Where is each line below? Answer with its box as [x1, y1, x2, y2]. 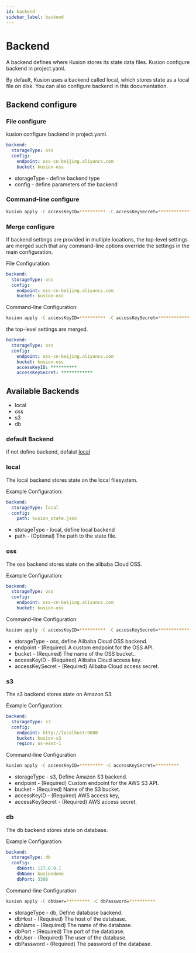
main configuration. [6, 248, 53, 256]
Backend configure [6, 99, 77, 109]
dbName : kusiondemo [16, 871, 64, 877]
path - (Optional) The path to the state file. [14, 532, 117, 539]
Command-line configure [6, 195, 80, 203]
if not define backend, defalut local [6, 448, 91, 455]
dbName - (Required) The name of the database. [14, 921, 133, 928]
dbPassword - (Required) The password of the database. [14, 940, 152, 947]
